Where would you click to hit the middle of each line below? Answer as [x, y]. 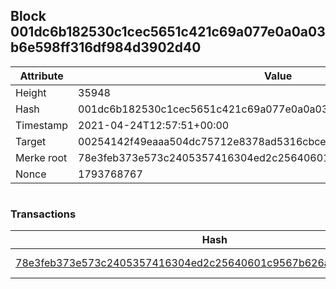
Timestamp [42, 125]
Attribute [41, 76]
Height [31, 92]
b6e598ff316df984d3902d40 [106, 47]
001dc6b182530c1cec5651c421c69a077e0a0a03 [168, 32]
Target [31, 141]
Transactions [43, 214]
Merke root [41, 157]
